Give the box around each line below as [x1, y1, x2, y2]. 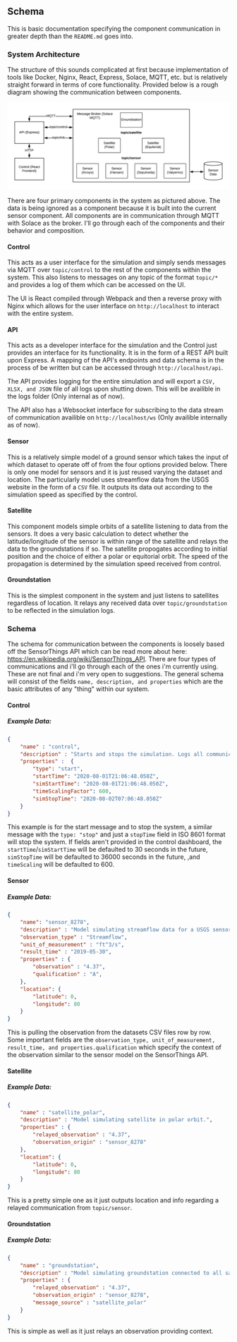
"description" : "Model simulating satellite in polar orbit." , [20, 1116, 213, 1123]
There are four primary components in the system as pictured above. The [7, 196, 221, 205]
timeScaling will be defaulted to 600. [7, 860, 115, 869]
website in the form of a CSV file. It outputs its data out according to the [7, 482, 213, 491]
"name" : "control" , [20, 743, 80, 750]
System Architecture [7, 49, 80, 59]
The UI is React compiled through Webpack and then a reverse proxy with [7, 294, 222, 303]
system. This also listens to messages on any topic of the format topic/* [7, 273, 219, 281]
